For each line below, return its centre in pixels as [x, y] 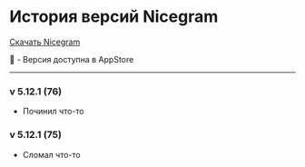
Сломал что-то [51, 154]
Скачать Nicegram [45, 42]
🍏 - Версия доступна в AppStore [72, 59]
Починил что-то [53, 112]
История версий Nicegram [114, 17]
